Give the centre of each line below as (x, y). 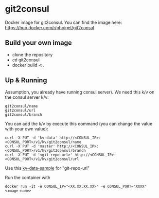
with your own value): (27, 129)
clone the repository (32, 54)
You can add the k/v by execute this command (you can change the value (79, 124)
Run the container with (28, 177)
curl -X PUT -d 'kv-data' (31, 138)
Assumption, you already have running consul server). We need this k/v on (80, 92)
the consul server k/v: (27, 97)
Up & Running (26, 81)
